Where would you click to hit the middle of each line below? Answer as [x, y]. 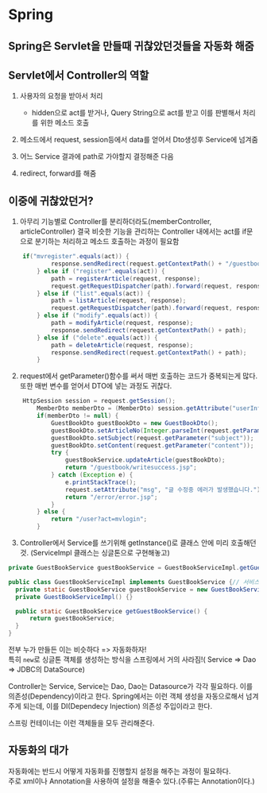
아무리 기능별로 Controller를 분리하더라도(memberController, [116, 222]
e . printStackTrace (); [101, 482]
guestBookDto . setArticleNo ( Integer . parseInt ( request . [141, 431]
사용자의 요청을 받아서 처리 [61, 96]
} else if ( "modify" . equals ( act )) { [97, 315]
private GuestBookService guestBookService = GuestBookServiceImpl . [124, 568]
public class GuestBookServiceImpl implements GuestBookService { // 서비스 [134, 582]
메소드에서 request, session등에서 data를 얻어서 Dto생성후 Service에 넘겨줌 [139, 140]
